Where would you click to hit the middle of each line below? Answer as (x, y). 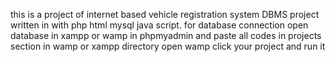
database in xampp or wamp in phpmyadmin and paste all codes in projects (166, 35)
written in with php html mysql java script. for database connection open (159, 25)
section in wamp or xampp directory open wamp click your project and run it (168, 46)
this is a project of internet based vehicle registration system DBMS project (165, 14)
